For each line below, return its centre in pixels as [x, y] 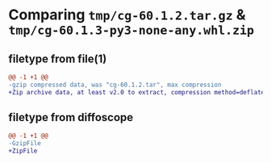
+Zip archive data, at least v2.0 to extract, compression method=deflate [137, 92]
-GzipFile [25, 144]
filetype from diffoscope [71, 117]
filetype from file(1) [58, 59]
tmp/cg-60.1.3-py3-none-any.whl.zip [131, 30]
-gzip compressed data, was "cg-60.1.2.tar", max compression [115, 85]
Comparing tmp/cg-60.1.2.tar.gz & [127, 15]
